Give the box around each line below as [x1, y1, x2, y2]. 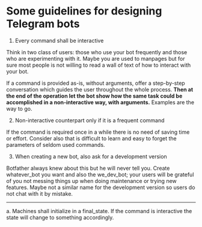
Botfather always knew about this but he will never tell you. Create [6, 164, 170, 172]
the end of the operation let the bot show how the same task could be [6, 92, 183, 99]
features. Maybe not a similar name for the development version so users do [6, 184, 195, 191]
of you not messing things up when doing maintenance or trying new [6, 177, 177, 184]
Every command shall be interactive [14, 37, 104, 44]
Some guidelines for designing [6, 4, 162, 18]
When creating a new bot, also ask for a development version [14, 152, 167, 160]
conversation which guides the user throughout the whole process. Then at [6, 86, 194, 93]
